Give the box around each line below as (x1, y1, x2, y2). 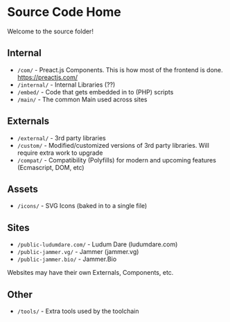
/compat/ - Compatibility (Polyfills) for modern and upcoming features (17, 155, 217, 164)
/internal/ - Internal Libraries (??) (17, 80, 116, 89)
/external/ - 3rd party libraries (17, 133, 106, 142)
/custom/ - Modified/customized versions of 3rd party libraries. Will (17, 141, 210, 149)
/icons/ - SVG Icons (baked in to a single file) (17, 202, 148, 210)
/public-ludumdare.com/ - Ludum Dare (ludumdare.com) (17, 240, 178, 248)
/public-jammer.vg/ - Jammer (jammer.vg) (17, 248, 139, 256)
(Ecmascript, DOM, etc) (17, 163, 85, 171)
